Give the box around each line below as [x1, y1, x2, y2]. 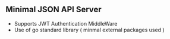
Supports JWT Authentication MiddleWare [14, 20, 118, 27]
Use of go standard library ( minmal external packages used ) [14, 26, 165, 33]
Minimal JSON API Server [5, 5, 102, 15]
